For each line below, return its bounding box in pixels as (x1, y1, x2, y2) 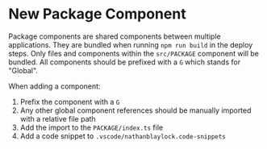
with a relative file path (19, 114, 96, 123)
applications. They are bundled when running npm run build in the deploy (8, 39, 253, 49)
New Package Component (8, 5, 187, 23)
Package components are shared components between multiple (8, 31, 221, 41)
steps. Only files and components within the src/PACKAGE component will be (8, 48, 260, 58)
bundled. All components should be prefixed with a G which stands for (8, 57, 240, 67)
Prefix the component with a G (19, 97, 120, 106)
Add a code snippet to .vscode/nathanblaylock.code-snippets (19, 130, 226, 141)
